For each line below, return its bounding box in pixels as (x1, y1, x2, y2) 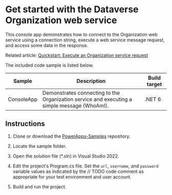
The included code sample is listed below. (5, 62, 94, 68)
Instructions (5, 119, 45, 128)
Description (76, 77, 106, 84)
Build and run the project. (12, 183, 67, 190)
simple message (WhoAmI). (42, 102, 109, 109)
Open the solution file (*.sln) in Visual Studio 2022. (12, 153, 119, 159)
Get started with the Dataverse (5, 4, 139, 15)
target (146, 80, 162, 88)
